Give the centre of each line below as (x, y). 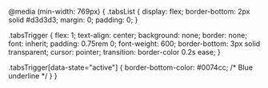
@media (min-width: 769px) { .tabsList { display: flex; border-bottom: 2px (129, 11)
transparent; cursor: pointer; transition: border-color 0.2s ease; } (115, 52)
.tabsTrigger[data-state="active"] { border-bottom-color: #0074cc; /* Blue (131, 67)
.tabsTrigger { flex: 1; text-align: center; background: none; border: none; (128, 35)
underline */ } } (33, 76)
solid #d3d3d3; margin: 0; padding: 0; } (73, 20)
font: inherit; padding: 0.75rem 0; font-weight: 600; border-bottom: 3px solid (134, 44)
